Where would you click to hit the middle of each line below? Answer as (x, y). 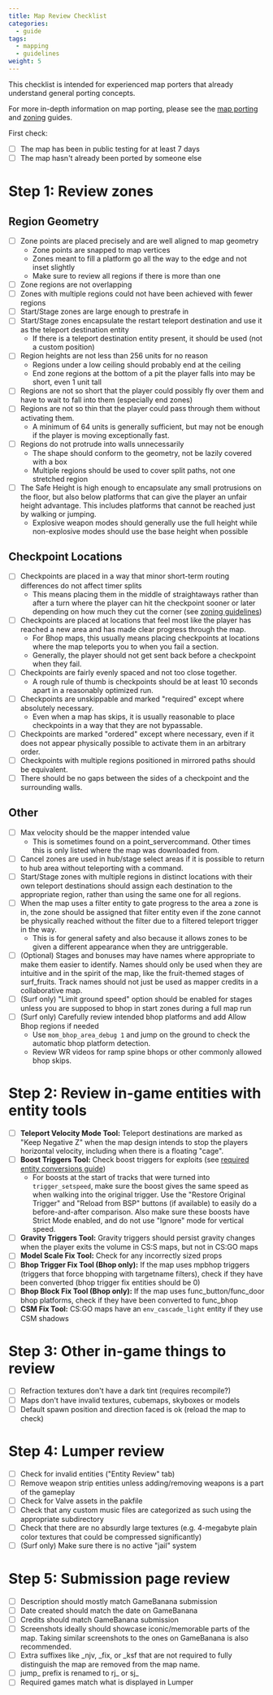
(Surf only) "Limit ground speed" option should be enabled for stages (136, 999)
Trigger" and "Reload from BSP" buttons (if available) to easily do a (145, 1203)
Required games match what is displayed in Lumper (106, 1682)
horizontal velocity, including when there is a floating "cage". (122, 1151)
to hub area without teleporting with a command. (102, 868)
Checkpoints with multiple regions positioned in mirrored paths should (138, 760)
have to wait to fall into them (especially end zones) (106, 400)
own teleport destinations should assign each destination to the (126, 886)
